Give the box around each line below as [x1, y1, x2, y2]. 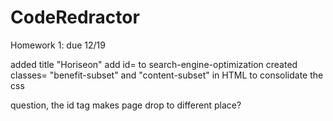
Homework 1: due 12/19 [10, 39, 106, 51]
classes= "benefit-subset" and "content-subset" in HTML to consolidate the [10, 69, 324, 81]
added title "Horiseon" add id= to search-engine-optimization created [10, 58, 298, 70]
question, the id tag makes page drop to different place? [10, 99, 242, 111]
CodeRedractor [10, 6, 140, 29]
